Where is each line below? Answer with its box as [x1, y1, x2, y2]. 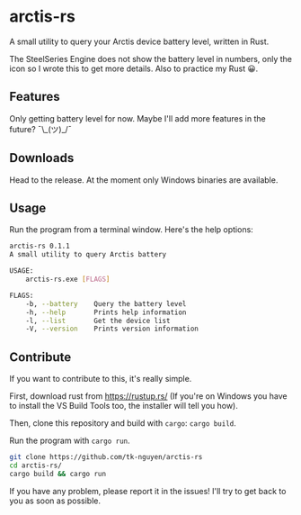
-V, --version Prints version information [25, 324, 199, 334]
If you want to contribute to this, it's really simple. [9, 374, 192, 384]
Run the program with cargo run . [9, 435, 130, 447]
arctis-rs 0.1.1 [9, 241, 70, 251]
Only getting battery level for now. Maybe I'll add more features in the [9, 113, 267, 123]
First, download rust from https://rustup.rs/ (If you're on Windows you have [9, 391, 288, 402]
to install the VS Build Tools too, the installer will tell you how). [9, 401, 238, 411]
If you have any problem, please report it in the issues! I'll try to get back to [9, 485, 287, 496]
